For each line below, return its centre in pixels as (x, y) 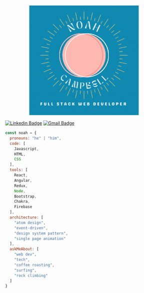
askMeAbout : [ (24, 249)
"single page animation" (40, 238)
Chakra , (22, 202)
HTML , (20, 154)
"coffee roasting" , (34, 265)
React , (21, 175)
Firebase (23, 207)
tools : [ (19, 170)
